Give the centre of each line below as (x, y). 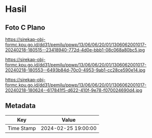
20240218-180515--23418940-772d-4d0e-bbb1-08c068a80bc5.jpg (75, 50)
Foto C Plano (25, 28)
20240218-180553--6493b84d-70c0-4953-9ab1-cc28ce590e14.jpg (75, 70)
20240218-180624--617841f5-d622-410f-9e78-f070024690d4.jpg (74, 90)
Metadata (20, 106)
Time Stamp (22, 128)
